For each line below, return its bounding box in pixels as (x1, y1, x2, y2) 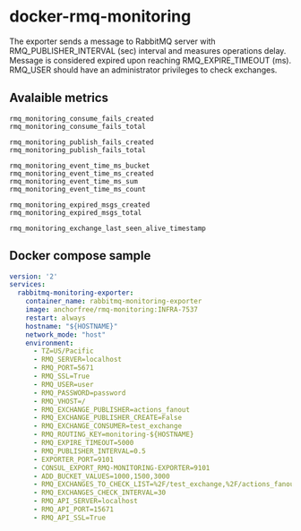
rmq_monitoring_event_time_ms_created (9, 168, 154, 178)
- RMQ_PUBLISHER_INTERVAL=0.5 (32, 446, 146, 456)
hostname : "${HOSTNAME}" (25, 321, 118, 330)
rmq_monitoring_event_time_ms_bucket (9, 161, 150, 170)
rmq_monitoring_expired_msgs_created (9, 200, 150, 210)
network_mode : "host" (25, 330, 106, 339)
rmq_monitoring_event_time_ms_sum (9, 176, 139, 185)
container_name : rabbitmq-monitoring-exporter (25, 297, 202, 306)
